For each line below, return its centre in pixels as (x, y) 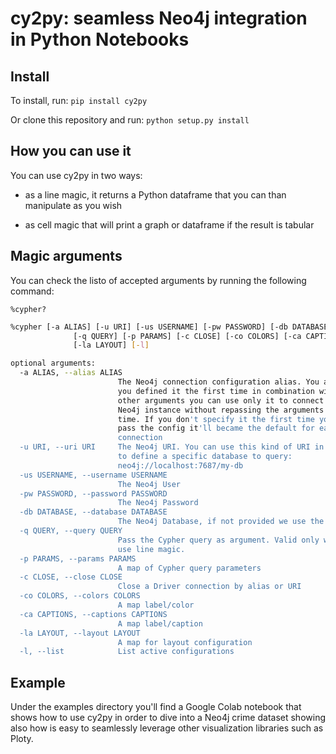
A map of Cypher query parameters (189, 568)
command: (32, 291)
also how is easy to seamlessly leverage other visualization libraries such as (167, 728)
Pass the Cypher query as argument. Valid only (218, 540)
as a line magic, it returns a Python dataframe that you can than (155, 194)
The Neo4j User (149, 484)
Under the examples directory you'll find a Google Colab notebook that (156, 707)
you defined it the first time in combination (216, 391)
